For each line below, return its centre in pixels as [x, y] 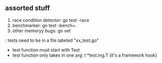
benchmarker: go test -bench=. [44, 25]
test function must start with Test [46, 50]
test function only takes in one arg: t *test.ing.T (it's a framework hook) [85, 55]
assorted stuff [28, 8]
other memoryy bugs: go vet [41, 31]
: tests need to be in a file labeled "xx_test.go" [52, 40]
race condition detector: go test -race [51, 20]
